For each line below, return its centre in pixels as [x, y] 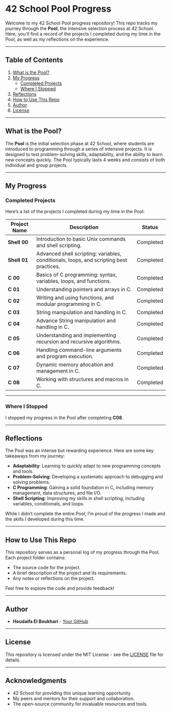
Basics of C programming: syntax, [77, 275]
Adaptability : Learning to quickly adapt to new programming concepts [87, 466]
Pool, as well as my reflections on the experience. [57, 39]
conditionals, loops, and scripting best [82, 260]
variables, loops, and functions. [74, 281]
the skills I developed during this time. [45, 519]
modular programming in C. [69, 304]
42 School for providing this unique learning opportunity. [72, 693]
